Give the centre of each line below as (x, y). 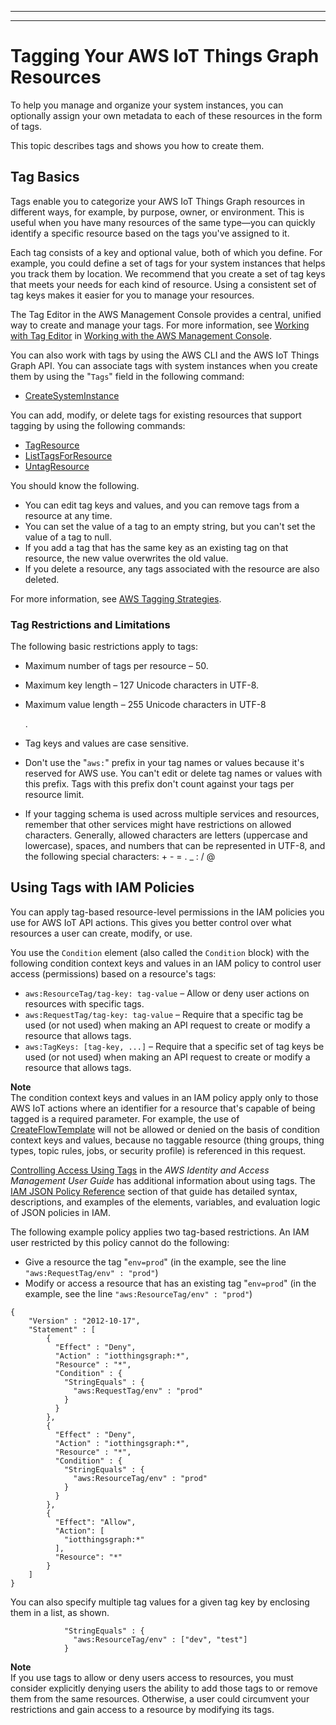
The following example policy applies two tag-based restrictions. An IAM (160, 1232)
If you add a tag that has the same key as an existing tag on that (156, 547)
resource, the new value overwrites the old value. (126, 558)
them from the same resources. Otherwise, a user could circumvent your (160, 1698)
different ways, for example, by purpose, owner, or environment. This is (157, 212)
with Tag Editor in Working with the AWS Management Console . (141, 335)
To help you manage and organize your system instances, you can (147, 105)
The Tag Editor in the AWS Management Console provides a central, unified (166, 314)
